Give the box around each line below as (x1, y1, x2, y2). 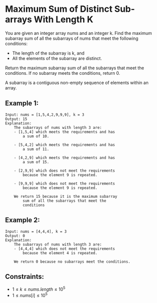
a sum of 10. (23, 134, 50, 139)
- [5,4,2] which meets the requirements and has (14, 142, 115, 147)
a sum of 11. (23, 147, 50, 151)
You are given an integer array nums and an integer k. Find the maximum (5, 30, 152, 36)
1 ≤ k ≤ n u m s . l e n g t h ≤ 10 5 (12, 285, 65, 292)
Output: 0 (5, 233, 26, 238)
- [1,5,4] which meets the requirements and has (14, 129, 115, 134)
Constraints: (5, 272, 44, 281)
